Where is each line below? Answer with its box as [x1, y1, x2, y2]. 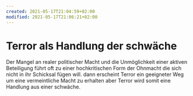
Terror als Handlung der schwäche [6, 39, 177, 53]
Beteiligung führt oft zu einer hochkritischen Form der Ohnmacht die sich [6, 65, 182, 72]
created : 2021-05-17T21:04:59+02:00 [6, 8, 95, 15]
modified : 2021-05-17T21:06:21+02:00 [6, 14, 98, 20]
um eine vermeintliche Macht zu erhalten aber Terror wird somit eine [6, 77, 171, 84]
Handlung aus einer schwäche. [6, 83, 80, 91]
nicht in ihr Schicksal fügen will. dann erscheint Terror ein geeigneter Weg [6, 71, 184, 78]
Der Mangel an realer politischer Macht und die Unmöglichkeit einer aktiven [6, 59, 188, 66]
